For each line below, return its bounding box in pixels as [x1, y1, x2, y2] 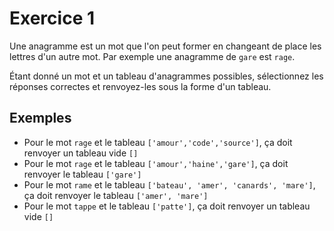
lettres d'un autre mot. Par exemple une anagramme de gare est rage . [9, 50, 296, 62]
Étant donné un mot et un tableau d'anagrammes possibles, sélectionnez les [9, 70, 324, 82]
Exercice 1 [9, 7, 96, 30]
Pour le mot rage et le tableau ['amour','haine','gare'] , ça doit [23, 157, 289, 169]
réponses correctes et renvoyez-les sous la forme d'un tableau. [9, 80, 272, 92]
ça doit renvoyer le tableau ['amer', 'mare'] [23, 189, 209, 201]
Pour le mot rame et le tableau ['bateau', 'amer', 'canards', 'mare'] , [23, 178, 316, 191]
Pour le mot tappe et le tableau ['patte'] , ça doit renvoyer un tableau [23, 200, 311, 212]
